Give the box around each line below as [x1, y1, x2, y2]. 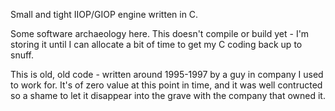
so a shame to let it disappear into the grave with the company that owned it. [10, 90, 326, 101]
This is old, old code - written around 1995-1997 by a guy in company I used [10, 69, 324, 80]
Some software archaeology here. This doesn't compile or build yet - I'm [10, 28, 310, 39]
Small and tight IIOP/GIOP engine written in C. [10, 9, 199, 20]
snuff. [10, 49, 34, 61]
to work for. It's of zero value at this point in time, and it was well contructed [10, 79, 323, 91]
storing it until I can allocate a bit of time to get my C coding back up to [10, 39, 303, 50]
